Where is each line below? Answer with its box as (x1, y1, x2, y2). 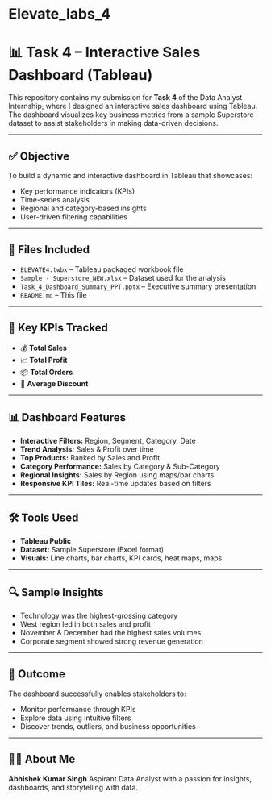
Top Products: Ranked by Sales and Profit (19, 453, 161, 463)
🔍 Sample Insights (8, 585, 104, 599)
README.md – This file (19, 290, 87, 299)
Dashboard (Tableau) (8, 66, 153, 85)
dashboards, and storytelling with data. (8, 782, 139, 792)
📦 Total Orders (19, 367, 73, 377)
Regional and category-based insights (19, 203, 147, 213)
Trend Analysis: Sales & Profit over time (19, 444, 155, 454)
